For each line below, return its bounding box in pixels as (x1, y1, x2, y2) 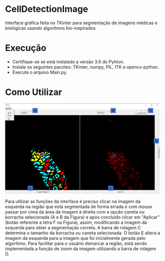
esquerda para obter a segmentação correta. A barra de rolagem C (5, 225, 141, 231)
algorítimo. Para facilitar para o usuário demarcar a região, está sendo (5, 241, 147, 247)
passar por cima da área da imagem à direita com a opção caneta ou (5, 209, 145, 215)
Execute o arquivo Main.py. (12, 69, 67, 75)
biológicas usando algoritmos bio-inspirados (5, 25, 96, 31)
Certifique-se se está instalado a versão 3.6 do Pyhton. (12, 58, 125, 65)
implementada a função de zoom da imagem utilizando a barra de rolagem (5, 246, 157, 252)
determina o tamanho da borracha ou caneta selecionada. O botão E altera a (5, 230, 161, 236)
